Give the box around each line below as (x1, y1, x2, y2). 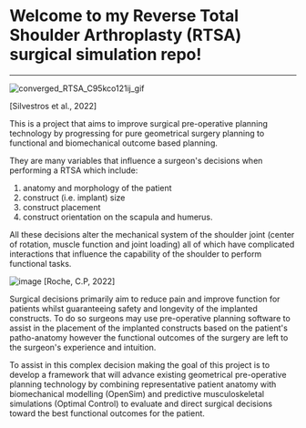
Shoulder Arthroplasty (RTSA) (9, 25, 242, 46)
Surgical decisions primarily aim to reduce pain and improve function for (9, 293, 280, 304)
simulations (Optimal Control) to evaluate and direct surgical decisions (9, 398, 273, 409)
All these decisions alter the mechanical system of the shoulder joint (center (9, 229, 295, 239)
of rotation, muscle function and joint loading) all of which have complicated (9, 239, 295, 250)
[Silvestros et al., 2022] (9, 100, 97, 111)
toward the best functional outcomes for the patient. (9, 407, 205, 419)
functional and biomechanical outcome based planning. (9, 138, 219, 148)
